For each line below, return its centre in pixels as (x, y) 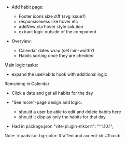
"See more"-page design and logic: (47, 102)
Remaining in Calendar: (28, 84)
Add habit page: (28, 7)
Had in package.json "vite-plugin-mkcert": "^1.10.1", (63, 126)
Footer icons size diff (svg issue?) (52, 16)
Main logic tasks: (21, 65)
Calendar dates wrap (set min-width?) (56, 50)
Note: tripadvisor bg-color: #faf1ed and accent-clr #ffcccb (63, 136)
